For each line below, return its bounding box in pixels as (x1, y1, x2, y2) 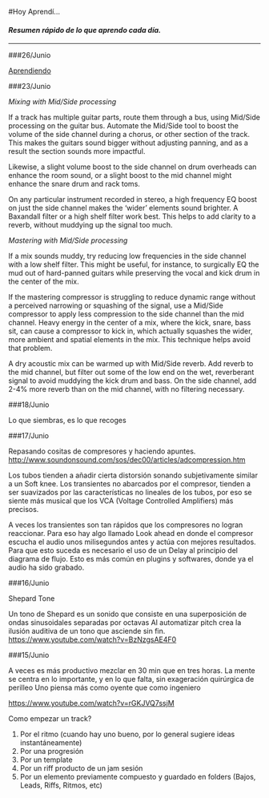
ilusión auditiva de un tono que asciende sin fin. (8, 627, 166, 636)
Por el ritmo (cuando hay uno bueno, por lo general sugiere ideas (19, 729, 235, 740)
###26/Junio (8, 50, 51, 60)
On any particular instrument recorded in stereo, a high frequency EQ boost (8, 195, 258, 204)
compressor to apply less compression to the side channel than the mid (8, 309, 244, 319)
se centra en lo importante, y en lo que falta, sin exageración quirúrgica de (8, 675, 255, 684)
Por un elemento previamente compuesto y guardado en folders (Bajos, (19, 772, 256, 782)
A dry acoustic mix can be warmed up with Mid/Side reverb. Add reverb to (8, 359, 254, 369)
